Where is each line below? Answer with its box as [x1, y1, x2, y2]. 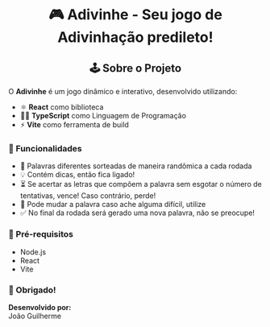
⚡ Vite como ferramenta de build [19, 120, 129, 129]
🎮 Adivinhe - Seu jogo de [48, 6, 223, 24]
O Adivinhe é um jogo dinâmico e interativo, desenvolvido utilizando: [8, 87, 238, 96]
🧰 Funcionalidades [8, 143, 82, 154]
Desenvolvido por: [8, 302, 72, 312]
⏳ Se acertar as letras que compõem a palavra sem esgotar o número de [19, 180, 262, 189]
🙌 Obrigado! [8, 284, 56, 296]
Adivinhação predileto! [57, 28, 214, 47]
